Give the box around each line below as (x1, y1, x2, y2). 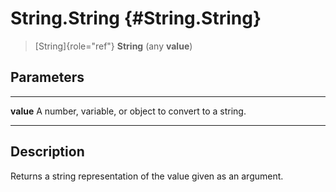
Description (10, 143, 85, 161)
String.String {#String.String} (10, 7, 262, 30)
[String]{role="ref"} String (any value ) (34, 40, 193, 52)
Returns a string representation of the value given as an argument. (10, 170, 284, 182)
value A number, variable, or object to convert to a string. (10, 105, 247, 117)
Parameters (10, 69, 85, 86)
